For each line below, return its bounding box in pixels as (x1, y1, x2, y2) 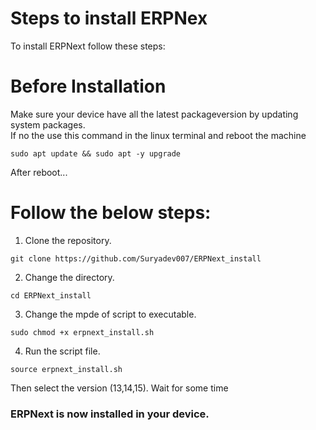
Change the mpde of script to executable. (24, 308, 197, 320)
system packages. (10, 118, 86, 131)
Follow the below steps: (10, 202, 212, 224)
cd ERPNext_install (10, 290, 92, 301)
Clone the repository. (24, 234, 112, 246)
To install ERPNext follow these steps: (10, 40, 166, 52)
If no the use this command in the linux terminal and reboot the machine (10, 129, 307, 141)
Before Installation (10, 75, 167, 98)
